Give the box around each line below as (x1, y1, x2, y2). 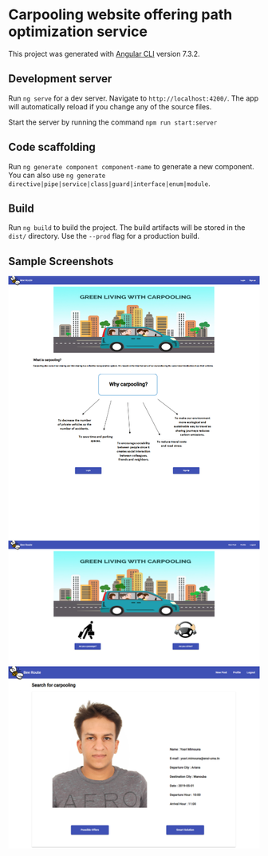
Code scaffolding (8, 141, 96, 154)
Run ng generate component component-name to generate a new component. (8, 161, 255, 171)
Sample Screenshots (8, 254, 114, 268)
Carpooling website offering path (8, 6, 233, 24)
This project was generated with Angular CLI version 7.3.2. (8, 49, 201, 58)
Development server (8, 72, 112, 85)
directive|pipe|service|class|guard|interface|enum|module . (8, 178, 211, 188)
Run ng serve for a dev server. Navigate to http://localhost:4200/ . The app (8, 93, 259, 103)
